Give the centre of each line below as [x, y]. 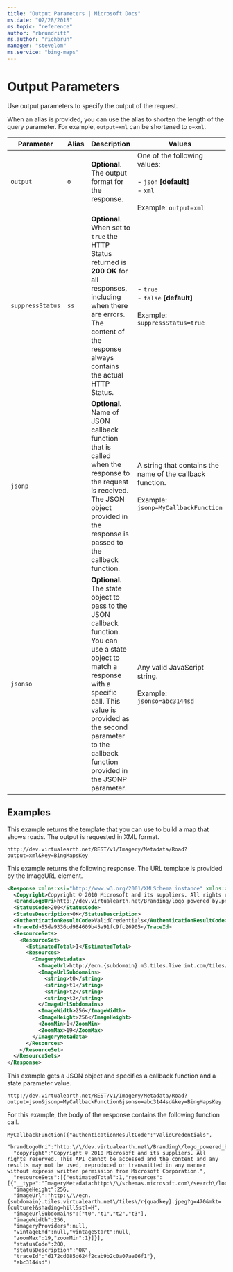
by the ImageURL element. [45, 876]
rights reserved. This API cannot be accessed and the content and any [113, 1160]
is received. [110, 490]
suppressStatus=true [171, 323]
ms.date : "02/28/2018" [40, 20]
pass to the [109, 606]
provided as [110, 718]
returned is [109, 262]
